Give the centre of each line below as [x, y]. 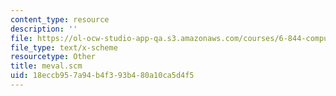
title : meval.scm [46, 66]
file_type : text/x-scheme [64, 47]
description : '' [44, 29]
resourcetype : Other [53, 57]
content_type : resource [60, 19]
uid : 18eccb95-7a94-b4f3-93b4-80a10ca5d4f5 [102, 76]
